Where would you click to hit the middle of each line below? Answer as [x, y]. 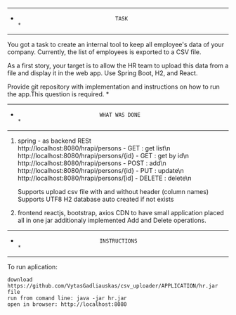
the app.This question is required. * [58, 94]
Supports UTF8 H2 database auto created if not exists [96, 199]
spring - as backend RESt [54, 141]
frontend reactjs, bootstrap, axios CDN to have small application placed [121, 213]
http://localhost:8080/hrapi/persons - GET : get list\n [94, 148]
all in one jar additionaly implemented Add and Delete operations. [112, 220]
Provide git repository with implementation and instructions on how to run [113, 86]
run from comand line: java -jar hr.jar [67, 298]
